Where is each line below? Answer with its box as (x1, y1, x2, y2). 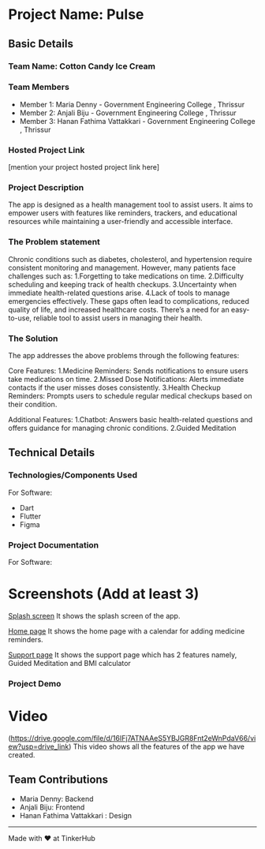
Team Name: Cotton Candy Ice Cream (8, 61, 156, 72)
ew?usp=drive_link (8, 742, 69, 751)
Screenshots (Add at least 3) (8, 585, 200, 603)
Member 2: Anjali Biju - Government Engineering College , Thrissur (19, 108, 237, 118)
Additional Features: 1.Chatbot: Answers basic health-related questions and (8, 414, 253, 424)
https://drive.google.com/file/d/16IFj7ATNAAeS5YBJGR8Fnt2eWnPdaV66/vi (10, 733, 256, 742)
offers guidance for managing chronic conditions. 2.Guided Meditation (8, 423, 237, 432)
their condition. (8, 399, 58, 409)
